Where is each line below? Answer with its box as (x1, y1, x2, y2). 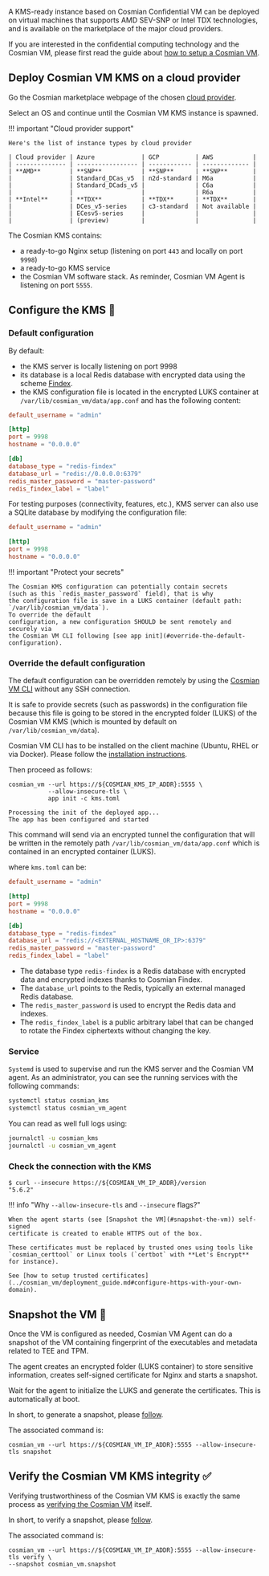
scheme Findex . (19, 378, 74, 388)
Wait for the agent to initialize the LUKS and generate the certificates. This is (8, 1385, 261, 1395)
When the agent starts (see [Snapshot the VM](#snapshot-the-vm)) (8, 1216, 235, 1224)
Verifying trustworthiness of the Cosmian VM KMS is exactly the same (8, 1491, 241, 1501)
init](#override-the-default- (145, 632, 247, 640)
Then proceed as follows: (8, 765, 92, 775)
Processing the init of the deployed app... (8, 808, 160, 817)
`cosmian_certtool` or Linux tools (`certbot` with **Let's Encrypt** (8, 1251, 250, 1259)
